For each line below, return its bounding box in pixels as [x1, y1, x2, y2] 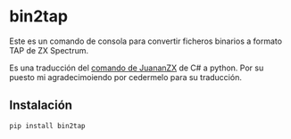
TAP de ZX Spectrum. [9, 45, 89, 55]
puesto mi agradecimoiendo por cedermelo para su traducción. [9, 71, 243, 82]
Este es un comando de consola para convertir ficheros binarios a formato [9, 36, 283, 46]
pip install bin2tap [9, 121, 87, 130]
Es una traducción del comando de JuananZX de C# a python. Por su [9, 62, 264, 73]
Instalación [9, 98, 73, 113]
